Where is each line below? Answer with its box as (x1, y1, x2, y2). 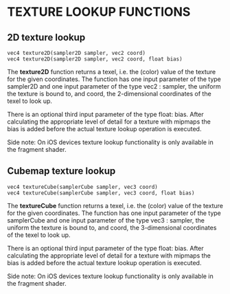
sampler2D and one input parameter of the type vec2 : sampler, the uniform (7, 82, 221, 90)
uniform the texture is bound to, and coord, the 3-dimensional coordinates (7, 223, 217, 231)
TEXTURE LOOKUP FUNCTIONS (7, 4, 191, 20)
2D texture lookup (7, 32, 86, 43)
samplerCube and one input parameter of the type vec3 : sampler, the (7, 216, 205, 224)
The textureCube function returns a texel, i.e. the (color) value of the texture (7, 201, 224, 210)
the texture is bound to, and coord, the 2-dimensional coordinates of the (7, 90, 211, 98)
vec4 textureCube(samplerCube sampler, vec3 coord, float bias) (7, 190, 195, 196)
